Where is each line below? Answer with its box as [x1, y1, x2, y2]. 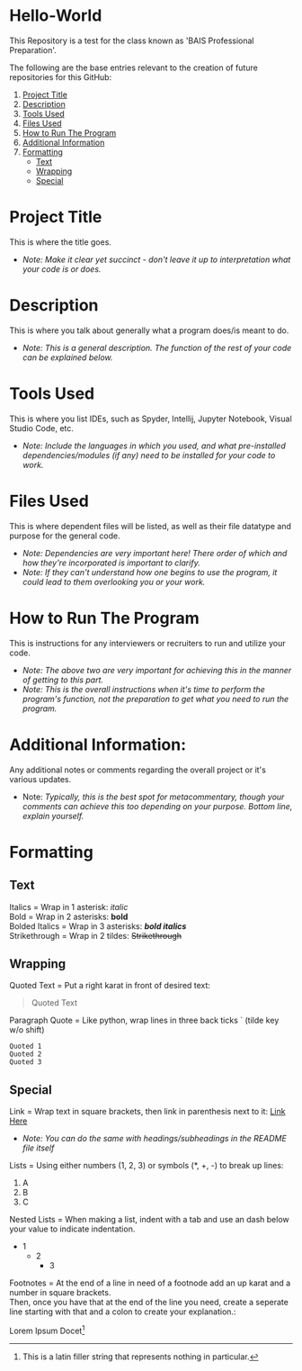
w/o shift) [9, 1024, 45, 1035]
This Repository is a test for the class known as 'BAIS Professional [9, 35, 254, 46]
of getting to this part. [22, 674, 104, 685]
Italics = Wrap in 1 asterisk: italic [9, 901, 129, 912]
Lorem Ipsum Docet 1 [9, 1324, 85, 1336]
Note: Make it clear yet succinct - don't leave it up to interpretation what [22, 254, 291, 265]
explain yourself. [22, 810, 84, 821]
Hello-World [9, 5, 102, 26]
